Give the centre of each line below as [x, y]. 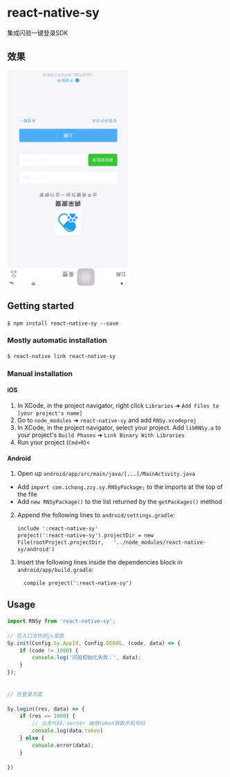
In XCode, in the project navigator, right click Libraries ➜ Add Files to [118, 405]
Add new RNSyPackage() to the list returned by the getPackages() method [119, 502]
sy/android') [36, 550]
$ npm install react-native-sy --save [63, 323]
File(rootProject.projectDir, [61, 543]
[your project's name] [50, 413]
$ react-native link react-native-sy [61, 356]
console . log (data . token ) [68, 731]
